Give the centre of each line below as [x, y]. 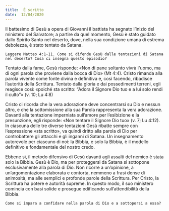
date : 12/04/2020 [24, 15]
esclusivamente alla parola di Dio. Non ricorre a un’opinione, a [69, 167]
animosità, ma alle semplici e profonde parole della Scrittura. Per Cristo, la [82, 178]
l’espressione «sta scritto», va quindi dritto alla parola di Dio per [71, 131]
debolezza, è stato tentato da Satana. [44, 45]
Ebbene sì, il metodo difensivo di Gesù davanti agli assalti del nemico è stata [84, 157]
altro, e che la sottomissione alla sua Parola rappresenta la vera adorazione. [84, 110]
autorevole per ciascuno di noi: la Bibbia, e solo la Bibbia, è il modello [77, 142]
